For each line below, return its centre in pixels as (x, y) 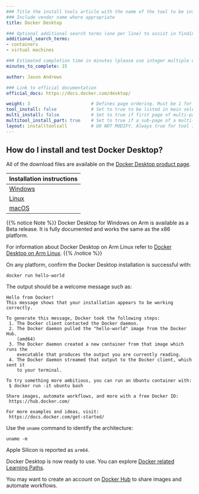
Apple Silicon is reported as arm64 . (48, 450)
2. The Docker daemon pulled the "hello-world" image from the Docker (97, 329)
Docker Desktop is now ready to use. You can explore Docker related (90, 461)
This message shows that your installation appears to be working (90, 303)
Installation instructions (44, 179)
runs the (17, 350)
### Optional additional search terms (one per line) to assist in (91, 33)
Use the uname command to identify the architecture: (70, 428)
